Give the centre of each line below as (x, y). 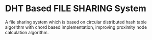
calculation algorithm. (27, 32)
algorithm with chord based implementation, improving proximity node (76, 27)
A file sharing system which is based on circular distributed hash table (76, 22)
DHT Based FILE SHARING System (76, 9)
